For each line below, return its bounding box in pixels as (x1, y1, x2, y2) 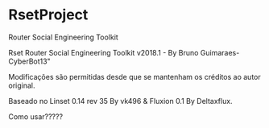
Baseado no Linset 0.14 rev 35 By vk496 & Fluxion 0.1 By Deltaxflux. (8, 96, 233, 105)
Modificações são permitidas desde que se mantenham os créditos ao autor (8, 72, 261, 81)
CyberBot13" (8, 56, 51, 66)
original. (8, 81, 35, 90)
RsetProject (8, 6, 89, 24)
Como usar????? (8, 111, 63, 122)
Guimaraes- (200, 47, 240, 57)
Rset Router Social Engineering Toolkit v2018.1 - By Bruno (8, 47, 199, 57)
